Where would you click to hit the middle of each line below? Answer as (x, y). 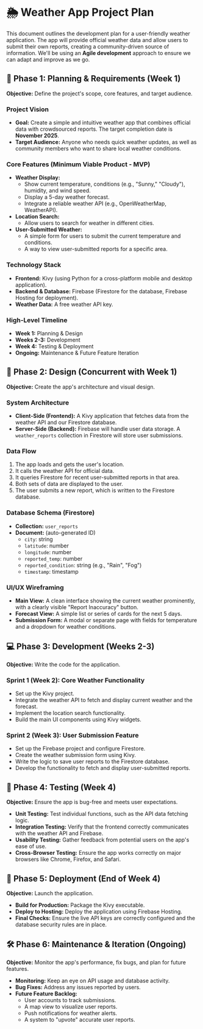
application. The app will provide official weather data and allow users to (97, 40)
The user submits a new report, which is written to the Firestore (95, 491)
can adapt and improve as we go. (48, 59)
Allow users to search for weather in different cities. (89, 223)
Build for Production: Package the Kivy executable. (80, 905)
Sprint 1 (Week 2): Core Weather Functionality (76, 680)
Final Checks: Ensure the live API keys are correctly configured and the (105, 918)
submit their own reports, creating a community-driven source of (88, 46)
